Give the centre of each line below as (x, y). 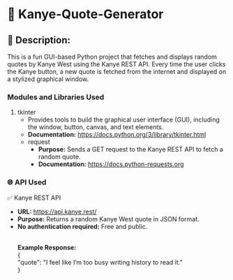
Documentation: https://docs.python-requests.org (111, 164)
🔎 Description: (39, 40)
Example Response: (47, 247)
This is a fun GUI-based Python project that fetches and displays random (112, 57)
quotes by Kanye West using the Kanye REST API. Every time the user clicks (116, 64)
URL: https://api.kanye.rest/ (57, 212)
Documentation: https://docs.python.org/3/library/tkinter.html (117, 135)
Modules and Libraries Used (56, 97)
